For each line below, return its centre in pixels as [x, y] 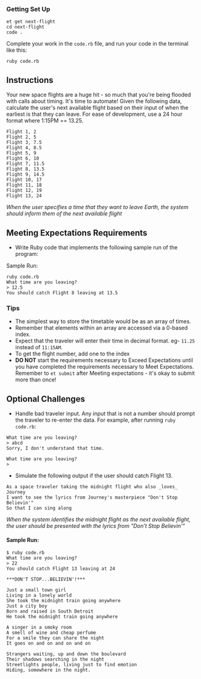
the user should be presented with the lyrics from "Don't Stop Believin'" [96, 526]
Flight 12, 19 [24, 191]
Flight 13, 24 [24, 196]
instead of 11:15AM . [39, 347]
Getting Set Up [28, 9]
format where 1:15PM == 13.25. [45, 121]
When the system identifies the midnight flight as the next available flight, [99, 519]
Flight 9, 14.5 [26, 175]
